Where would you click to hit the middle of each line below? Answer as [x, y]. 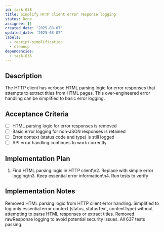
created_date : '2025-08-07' [34, 28]
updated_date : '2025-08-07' [34, 33]
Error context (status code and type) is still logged [63, 137]
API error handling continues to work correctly [60, 143]
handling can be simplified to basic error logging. [55, 98]
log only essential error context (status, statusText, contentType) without [79, 208]
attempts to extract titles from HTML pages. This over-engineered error [78, 93]
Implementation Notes [40, 191]
